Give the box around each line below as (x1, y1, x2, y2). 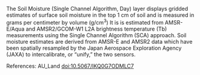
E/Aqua (6, 25, 25, 32)
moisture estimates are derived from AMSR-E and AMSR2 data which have (6, 38, 193, 45)
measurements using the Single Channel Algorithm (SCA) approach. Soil (6, 31, 187, 38)
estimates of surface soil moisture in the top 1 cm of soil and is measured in (6, 11, 195, 19)
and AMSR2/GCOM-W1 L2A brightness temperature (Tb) (25, 25, 167, 32)
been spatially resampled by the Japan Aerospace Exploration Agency (6, 44, 182, 52)
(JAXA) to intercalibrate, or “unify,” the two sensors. (6, 50, 136, 58)
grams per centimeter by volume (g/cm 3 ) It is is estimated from (6, 18, 164, 26)
